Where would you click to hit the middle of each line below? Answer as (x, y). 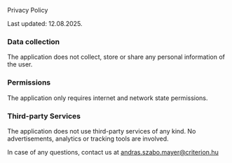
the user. (20, 64)
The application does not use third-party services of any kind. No (102, 131)
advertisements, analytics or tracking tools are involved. (88, 139)
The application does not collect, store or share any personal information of (116, 57)
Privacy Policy (28, 10)
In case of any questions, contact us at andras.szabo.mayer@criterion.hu (113, 152)
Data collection (34, 41)
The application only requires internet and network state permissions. (108, 98)
